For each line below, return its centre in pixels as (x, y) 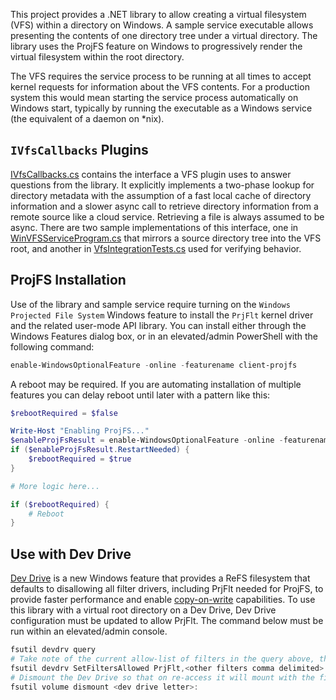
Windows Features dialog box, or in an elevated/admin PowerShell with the (164, 336)
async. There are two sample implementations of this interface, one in (154, 227)
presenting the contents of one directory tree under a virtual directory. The (164, 35)
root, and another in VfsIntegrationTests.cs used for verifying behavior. (156, 248)
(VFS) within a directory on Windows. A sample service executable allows (162, 25)
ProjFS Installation (68, 280)
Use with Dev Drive (71, 554)
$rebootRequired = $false (64, 413)
